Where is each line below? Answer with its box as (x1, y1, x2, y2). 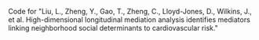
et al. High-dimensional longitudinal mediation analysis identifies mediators (8, 15, 251, 24)
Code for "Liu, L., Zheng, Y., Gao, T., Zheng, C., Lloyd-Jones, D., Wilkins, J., (8, 7, 253, 16)
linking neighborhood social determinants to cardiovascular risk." (8, 24, 218, 32)
